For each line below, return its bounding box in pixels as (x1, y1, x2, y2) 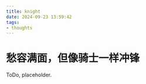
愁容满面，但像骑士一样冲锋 (6, 52, 140, 65)
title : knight (6, 8, 41, 15)
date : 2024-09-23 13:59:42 (6, 14, 72, 20)
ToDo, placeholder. (6, 71, 52, 79)
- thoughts (6, 24, 33, 31)
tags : (6, 19, 19, 25)
